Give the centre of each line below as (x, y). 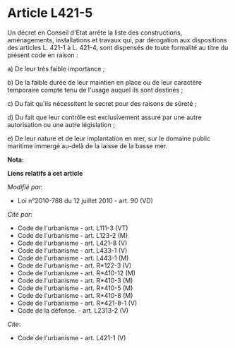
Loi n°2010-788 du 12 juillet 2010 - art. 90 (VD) (85, 200)
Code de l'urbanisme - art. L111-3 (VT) (73, 228)
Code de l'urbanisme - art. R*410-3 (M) (75, 280)
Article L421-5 (50, 13)
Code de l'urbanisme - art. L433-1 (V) (72, 250)
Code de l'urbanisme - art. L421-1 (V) (72, 337)
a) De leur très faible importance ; (56, 68)
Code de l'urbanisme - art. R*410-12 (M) (77, 272)
